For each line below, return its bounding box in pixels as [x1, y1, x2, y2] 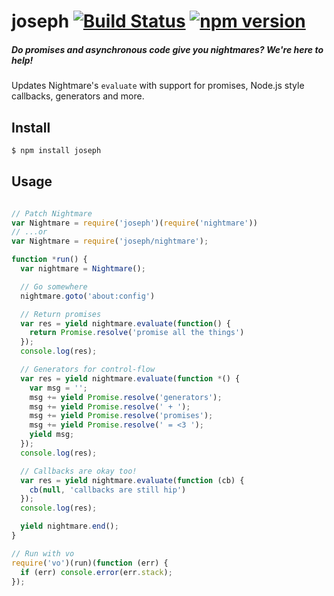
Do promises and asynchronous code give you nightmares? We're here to [11, 43, 324, 55]
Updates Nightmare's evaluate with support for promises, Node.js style [11, 80, 305, 92]
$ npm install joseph [11, 145, 102, 155]
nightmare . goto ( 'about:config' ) [20, 291, 156, 301]
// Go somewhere [20, 281, 88, 292]
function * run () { [11, 255, 88, 265]
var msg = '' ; [29, 383, 88, 393]
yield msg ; [29, 430, 75, 440]
